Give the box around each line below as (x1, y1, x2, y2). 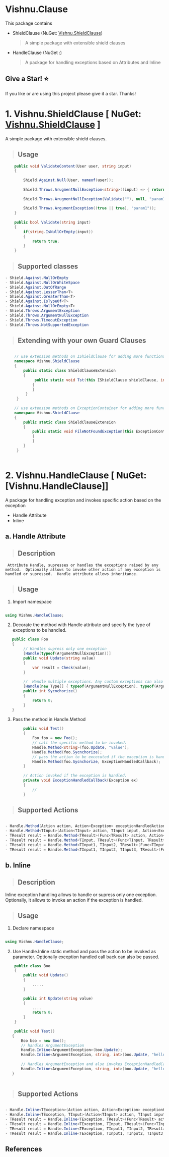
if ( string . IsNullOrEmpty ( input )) (23, 229, 94, 234)
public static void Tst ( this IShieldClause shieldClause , (34, 377, 158, 382)
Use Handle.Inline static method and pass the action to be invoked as (12, 948, 156, 954)
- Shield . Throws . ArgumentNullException (5, 313, 89, 318)
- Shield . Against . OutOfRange (5, 285, 66, 290)
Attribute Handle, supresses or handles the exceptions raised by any (7, 563, 158, 568)
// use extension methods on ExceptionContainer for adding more (14, 406, 154, 411)
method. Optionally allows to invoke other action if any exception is (5, 567, 161, 572)
